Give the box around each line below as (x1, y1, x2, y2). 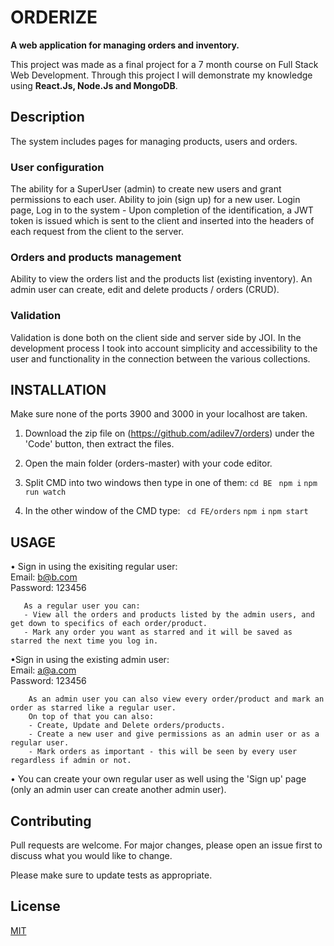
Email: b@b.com (10, 571, 78, 583)
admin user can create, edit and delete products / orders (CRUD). (10, 284, 280, 296)
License (10, 898, 61, 915)
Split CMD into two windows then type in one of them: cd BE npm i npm (24, 477, 318, 489)
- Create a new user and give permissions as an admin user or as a (28, 729, 320, 740)
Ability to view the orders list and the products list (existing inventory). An (10, 273, 313, 285)
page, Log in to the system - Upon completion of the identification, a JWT (10, 204, 314, 216)
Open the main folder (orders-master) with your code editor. (24, 457, 273, 470)
